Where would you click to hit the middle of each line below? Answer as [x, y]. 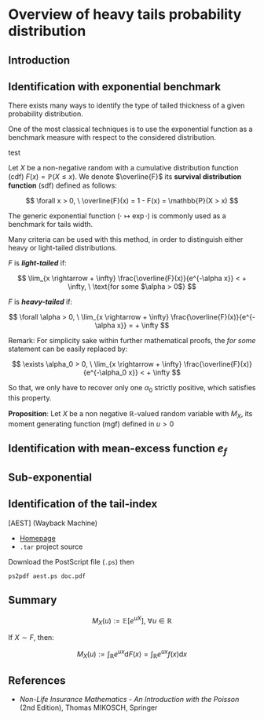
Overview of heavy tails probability [125, 15]
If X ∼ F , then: [31, 638]
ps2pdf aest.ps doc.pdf [47, 576]
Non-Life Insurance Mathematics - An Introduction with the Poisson [129, 700]
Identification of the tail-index [83, 504]
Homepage [38, 538]
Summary [33, 600]
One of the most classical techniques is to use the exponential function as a [130, 129]
